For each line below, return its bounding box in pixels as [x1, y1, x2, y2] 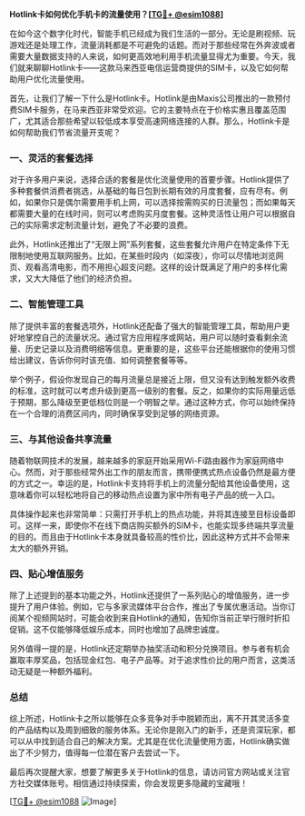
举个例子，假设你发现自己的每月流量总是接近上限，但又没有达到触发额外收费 [9, 373, 296, 384]
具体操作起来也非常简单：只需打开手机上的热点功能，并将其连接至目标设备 [9, 508, 288, 519]
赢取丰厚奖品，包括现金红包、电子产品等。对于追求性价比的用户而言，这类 [9, 654, 288, 666]
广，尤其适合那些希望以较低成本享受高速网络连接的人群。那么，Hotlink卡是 [9, 115, 290, 126]
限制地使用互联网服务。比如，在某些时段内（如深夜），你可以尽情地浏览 [9, 250, 276, 262]
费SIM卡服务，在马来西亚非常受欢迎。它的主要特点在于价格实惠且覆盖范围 [9, 104, 287, 114]
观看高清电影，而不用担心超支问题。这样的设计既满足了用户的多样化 [25, 262, 280, 273]
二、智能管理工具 [9, 298, 84, 311]
